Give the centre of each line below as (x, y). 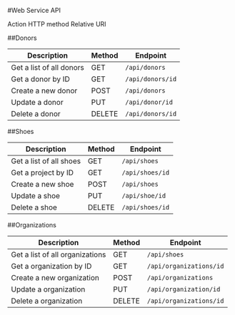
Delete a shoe (34, 207)
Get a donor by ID (40, 79)
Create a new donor (44, 91)
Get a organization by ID (51, 266)
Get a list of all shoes (46, 161)
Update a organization (48, 289)
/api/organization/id (184, 289)
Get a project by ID (42, 172)
